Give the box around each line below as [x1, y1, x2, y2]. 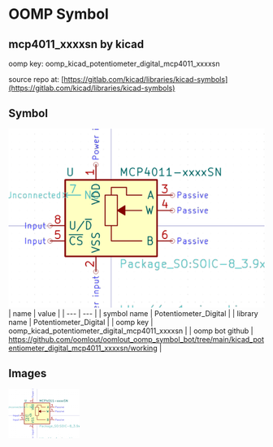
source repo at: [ [8, 75, 64, 84]
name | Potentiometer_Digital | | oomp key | [8, 317, 154, 327]
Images [8, 367, 47, 380]
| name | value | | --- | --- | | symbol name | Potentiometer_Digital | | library [8, 308, 258, 318]
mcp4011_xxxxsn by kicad [8, 37, 145, 51]
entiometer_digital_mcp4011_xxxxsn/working [8, 343, 158, 353]
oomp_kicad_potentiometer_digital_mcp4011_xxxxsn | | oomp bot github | [8, 326, 253, 336]
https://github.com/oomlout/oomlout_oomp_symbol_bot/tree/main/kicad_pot [8, 334, 264, 344]
